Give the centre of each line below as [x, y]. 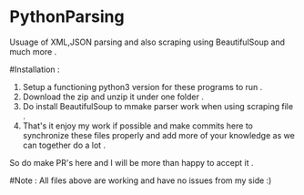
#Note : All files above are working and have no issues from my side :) [141, 180]
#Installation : [35, 69]
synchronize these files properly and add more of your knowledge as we [159, 135]
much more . [33, 51]
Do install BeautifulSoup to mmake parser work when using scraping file [158, 106]
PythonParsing [67, 17]
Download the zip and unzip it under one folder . [113, 97]
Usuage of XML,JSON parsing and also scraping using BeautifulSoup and [147, 42]
